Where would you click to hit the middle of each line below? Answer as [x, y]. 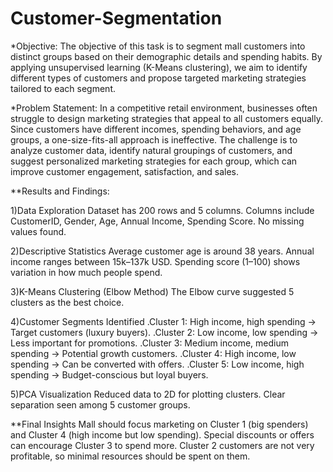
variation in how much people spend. [86, 272]
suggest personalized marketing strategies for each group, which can [154, 161]
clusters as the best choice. [67, 302]
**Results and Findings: [60, 191]
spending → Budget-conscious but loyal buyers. [109, 374]
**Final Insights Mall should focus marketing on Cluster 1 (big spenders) [159, 424]
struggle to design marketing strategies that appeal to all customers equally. [166, 118]
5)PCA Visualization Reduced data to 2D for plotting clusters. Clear [148, 394]
